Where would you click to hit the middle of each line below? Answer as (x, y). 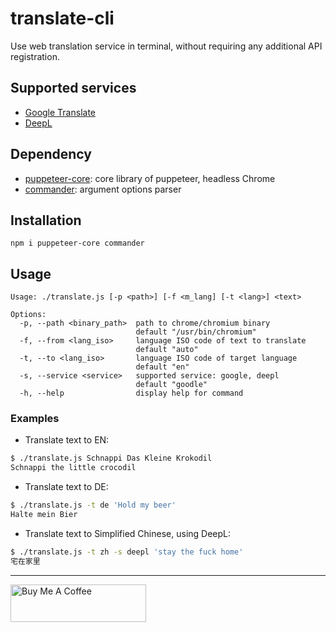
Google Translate (60, 112)
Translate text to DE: (66, 487)
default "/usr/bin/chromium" (196, 332)
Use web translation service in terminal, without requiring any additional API (166, 46)
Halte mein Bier (44, 515)
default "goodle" (171, 385)
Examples (35, 419)
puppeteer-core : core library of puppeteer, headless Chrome (150, 178)
